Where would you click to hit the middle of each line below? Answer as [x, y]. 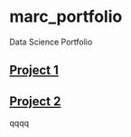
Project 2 [35, 101]
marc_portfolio [66, 17]
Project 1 [34, 70]
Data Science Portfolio [51, 42]
